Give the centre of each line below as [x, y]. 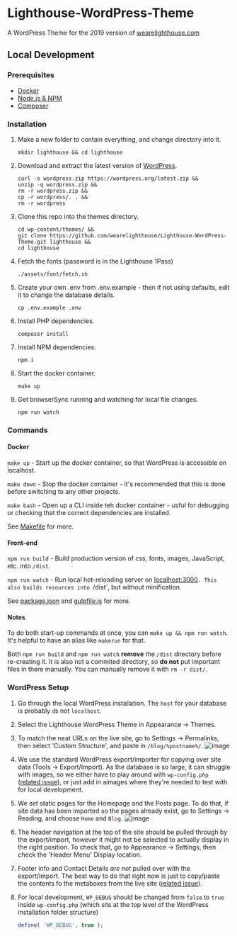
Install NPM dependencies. [57, 347]
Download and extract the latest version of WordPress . [97, 165]
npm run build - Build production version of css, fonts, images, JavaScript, [116, 558]
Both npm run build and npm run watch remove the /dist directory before [114, 654]
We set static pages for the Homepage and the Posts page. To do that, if [123, 803]
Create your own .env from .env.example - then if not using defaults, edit [123, 287]
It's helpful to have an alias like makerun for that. [76, 641]
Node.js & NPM [40, 98]
